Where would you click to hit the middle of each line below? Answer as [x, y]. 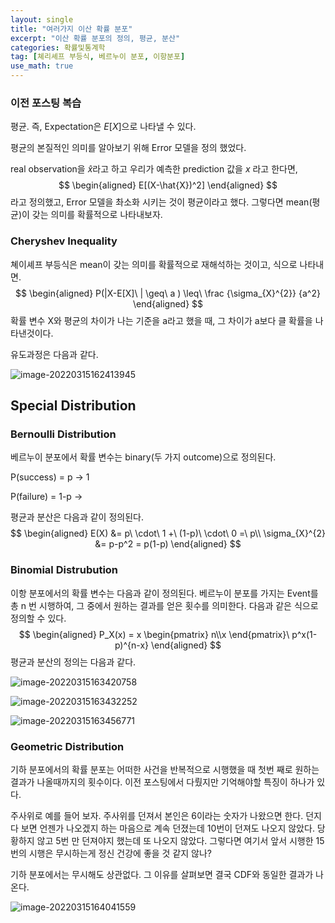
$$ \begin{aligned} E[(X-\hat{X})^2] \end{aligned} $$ [168, 185]
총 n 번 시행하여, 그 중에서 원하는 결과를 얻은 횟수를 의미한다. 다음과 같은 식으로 [164, 605]
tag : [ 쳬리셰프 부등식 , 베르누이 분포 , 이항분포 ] [98, 57]
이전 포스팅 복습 [46, 103]
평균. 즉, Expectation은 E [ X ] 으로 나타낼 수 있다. [103, 127]
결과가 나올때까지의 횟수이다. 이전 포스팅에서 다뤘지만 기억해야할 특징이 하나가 [162, 782]
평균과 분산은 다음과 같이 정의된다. [77, 517]
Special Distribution [73, 405]
